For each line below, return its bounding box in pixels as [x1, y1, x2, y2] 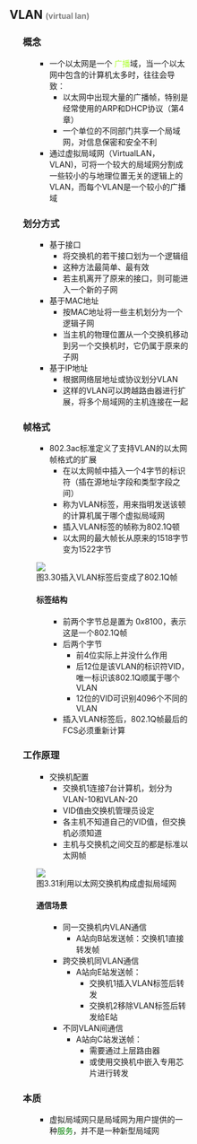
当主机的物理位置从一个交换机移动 [63, 329, 189, 340]
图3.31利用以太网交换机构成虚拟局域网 [36, 878, 176, 888]
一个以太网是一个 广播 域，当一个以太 [49, 57, 185, 68]
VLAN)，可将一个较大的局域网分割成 [49, 159, 184, 170]
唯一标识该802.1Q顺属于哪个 [76, 672, 181, 683]
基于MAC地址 [49, 295, 99, 306]
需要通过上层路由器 [89, 1045, 160, 1056]
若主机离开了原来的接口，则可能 [63, 273, 181, 284]
